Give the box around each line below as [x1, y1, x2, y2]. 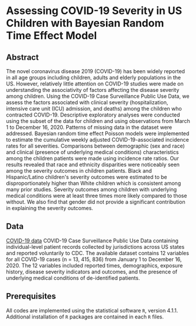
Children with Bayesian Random [6, 16, 164, 30]
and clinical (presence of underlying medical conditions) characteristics [6, 149, 179, 156]
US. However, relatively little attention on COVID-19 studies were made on [6, 80, 184, 87]
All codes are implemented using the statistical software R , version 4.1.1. [6, 307, 178, 314]
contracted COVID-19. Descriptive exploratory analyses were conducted [6, 111, 180, 118]
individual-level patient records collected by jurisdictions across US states [6, 243, 185, 250]
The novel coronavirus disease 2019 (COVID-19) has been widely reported [6, 68, 185, 74]
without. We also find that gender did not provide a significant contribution [6, 198, 185, 205]
